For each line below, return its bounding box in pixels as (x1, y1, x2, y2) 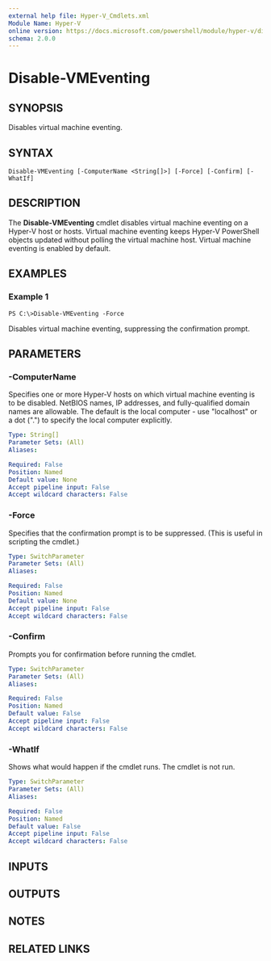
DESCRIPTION (8, 196, 81, 210)
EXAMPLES (8, 267, 67, 281)
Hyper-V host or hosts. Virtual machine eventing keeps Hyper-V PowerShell (8, 226, 260, 236)
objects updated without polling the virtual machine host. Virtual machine (8, 235, 252, 245)
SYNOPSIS (8, 101, 64, 115)
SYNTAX (8, 146, 54, 160)
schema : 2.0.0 (8, 34, 56, 43)
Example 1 (8, 292, 49, 303)
